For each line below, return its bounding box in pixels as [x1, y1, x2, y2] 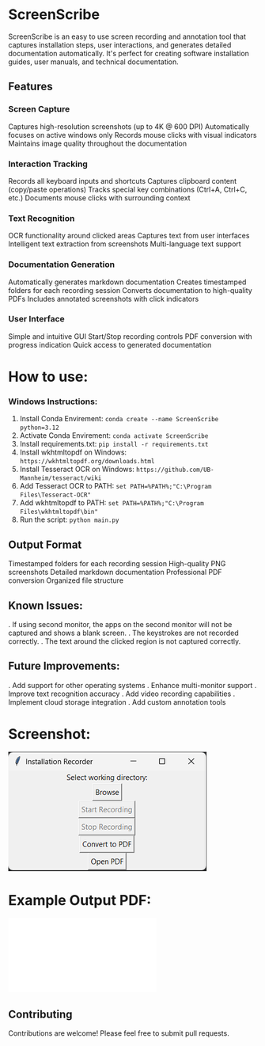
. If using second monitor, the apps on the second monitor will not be [8, 619, 233, 629]
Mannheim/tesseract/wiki [19, 474, 102, 482]
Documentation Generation [8, 259, 115, 270]
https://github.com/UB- [135, 466, 215, 474]
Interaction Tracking [8, 158, 89, 169]
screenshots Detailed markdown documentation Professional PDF [8, 568, 223, 577]
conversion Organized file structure [8, 576, 124, 585]
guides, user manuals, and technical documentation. [8, 57, 180, 67]
